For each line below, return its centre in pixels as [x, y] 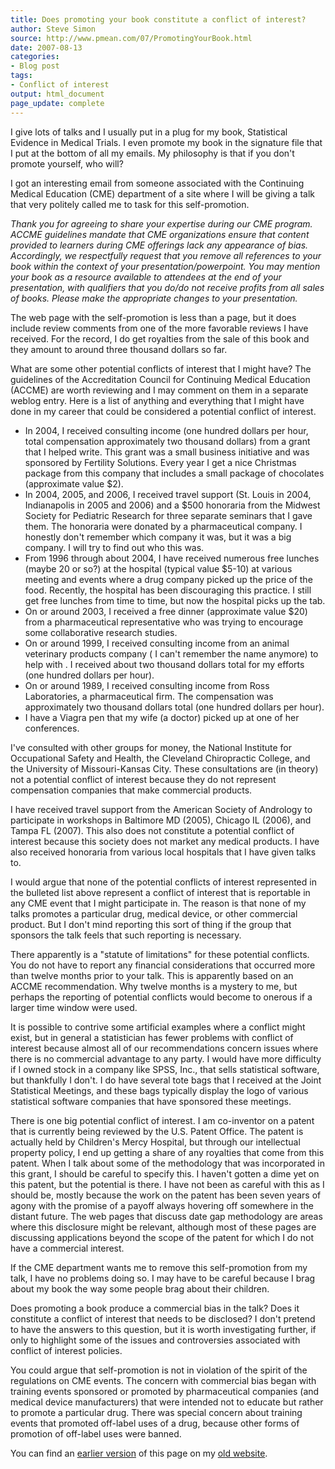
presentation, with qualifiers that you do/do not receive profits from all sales [167, 287]
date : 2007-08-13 [46, 47]
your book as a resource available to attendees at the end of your [146, 277]
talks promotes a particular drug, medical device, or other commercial [154, 913]
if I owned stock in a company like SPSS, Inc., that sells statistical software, [165, 1069]
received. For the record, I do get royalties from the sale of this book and [160, 338]
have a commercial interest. [67, 1248]
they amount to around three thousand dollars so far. [119, 349]
